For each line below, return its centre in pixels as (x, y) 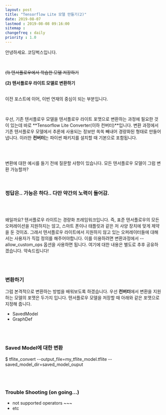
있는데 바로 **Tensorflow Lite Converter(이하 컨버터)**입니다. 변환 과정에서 (84, 125)
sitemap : (15, 28)
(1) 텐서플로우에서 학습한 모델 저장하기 (42, 72)
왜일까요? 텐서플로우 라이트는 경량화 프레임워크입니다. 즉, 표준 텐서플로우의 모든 (82, 220)
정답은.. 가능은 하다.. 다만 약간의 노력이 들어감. (57, 193)
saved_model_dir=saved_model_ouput (44, 364)
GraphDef (22, 319)
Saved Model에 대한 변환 (34, 348)
